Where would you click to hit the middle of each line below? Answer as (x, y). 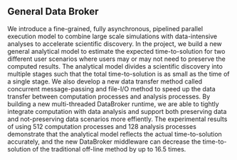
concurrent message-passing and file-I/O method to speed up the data (111, 88)
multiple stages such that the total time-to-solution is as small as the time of (118, 74)
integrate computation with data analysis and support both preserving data (117, 111)
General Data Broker (53, 12)
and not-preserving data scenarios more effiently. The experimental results (117, 119)
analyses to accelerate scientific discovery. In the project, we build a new (115, 44)
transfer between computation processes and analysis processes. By (109, 96)
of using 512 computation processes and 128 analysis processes (102, 126)
